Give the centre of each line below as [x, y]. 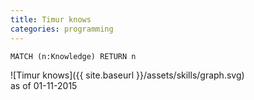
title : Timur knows [51, 19]
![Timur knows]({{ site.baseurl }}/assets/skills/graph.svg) [127, 75]
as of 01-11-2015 [44, 85]
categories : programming [62, 29]
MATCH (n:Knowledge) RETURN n [73, 56]
